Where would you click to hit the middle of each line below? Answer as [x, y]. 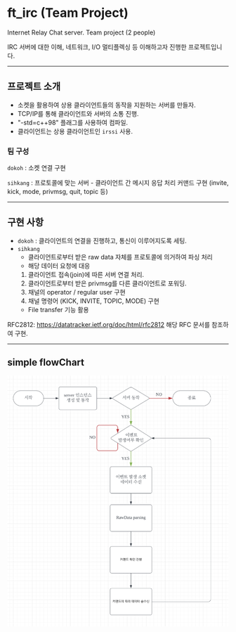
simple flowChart [46, 362]
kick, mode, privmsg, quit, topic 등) [58, 192]
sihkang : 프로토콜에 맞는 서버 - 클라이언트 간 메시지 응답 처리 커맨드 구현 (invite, [118, 183]
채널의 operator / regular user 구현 [77, 292]
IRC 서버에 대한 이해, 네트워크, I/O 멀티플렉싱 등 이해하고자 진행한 [97, 46]
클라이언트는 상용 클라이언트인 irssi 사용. [75, 131]
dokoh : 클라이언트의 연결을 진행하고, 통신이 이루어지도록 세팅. [102, 240]
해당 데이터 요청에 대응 [59, 266]
